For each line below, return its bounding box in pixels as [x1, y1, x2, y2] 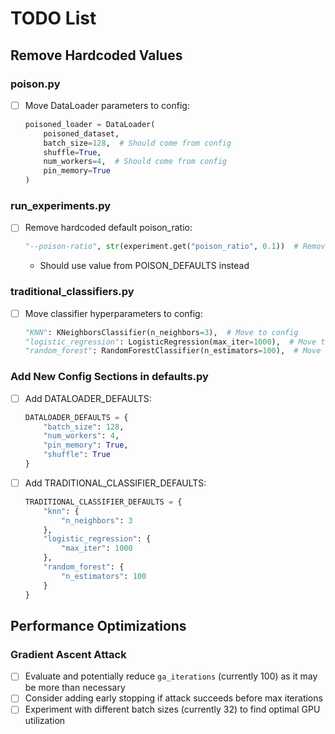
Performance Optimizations [10, 617, 187, 634]
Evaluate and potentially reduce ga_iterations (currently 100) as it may [24, 670, 318, 682]
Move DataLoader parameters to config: [24, 99, 190, 111]
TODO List [10, 7, 97, 30]
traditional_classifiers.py [10, 285, 135, 299]
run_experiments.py [10, 198, 112, 212]
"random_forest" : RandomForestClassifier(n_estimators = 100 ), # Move [24, 346, 322, 356]
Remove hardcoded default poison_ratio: [24, 222, 193, 234]
